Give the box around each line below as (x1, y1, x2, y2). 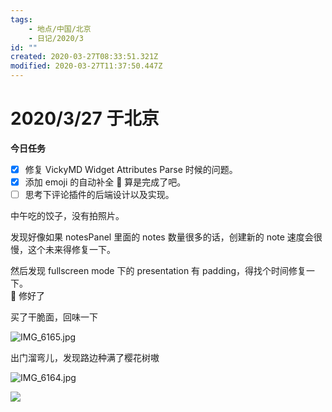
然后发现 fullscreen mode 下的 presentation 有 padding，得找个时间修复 (10, 265, 307, 277)
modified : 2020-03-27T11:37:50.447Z (10, 61, 163, 71)
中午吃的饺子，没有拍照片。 (10, 210, 125, 222)
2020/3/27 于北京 (10, 107, 160, 130)
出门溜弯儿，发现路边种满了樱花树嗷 (10, 352, 160, 364)
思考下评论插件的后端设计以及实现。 (24, 189, 175, 201)
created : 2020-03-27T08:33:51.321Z (10, 52, 159, 62)
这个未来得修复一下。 (27, 244, 116, 256)
